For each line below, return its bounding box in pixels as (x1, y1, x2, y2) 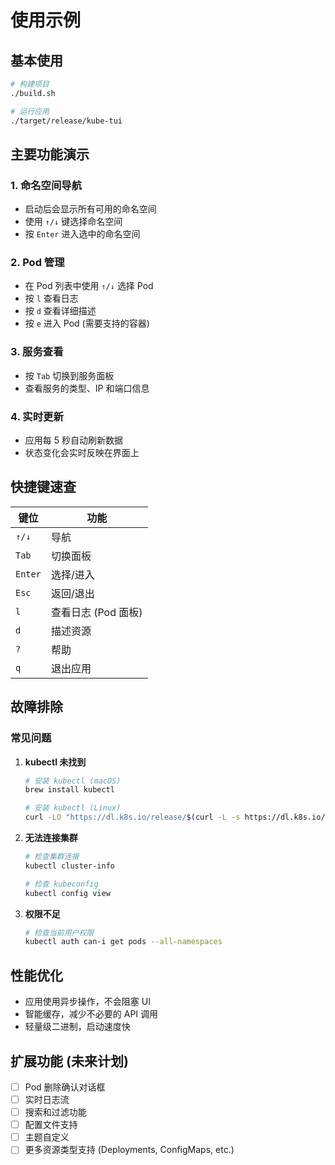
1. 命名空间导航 (10, 178, 83, 192)
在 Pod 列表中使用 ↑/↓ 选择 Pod (24, 280, 154, 292)
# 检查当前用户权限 (24, 927, 95, 938)
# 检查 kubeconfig (24, 879, 99, 889)
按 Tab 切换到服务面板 (24, 369, 115, 381)
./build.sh (10, 88, 56, 98)
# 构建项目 (10, 79, 50, 89)
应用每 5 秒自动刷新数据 (24, 434, 123, 446)
